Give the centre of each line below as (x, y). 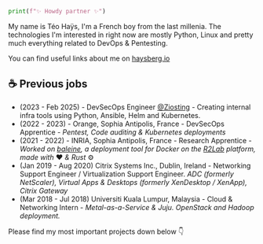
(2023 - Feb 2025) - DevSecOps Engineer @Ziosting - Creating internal (135, 107)
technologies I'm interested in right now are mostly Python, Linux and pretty (131, 35)
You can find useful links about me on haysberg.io (89, 58)
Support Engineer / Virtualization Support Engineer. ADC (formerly (126, 174)
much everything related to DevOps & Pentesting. (88, 43)
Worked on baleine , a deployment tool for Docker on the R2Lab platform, (138, 149)
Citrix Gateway (44, 190)
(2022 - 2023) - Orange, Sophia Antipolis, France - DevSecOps (122, 124)
